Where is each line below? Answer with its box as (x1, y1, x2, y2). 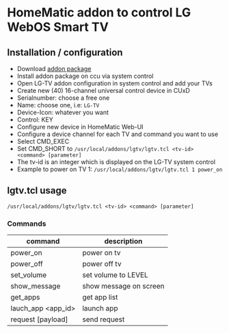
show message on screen (81, 282, 165, 291)
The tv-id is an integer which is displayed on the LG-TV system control (16, 158, 216, 165)
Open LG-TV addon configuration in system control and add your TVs (16, 79, 213, 87)
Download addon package (16, 65, 92, 72)
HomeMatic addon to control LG (7, 5, 191, 21)
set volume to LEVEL (81, 270, 148, 280)
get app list (81, 293, 118, 302)
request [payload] (10, 315, 68, 324)
